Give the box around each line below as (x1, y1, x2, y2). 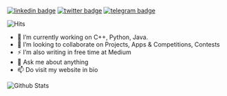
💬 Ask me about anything (17, 58, 89, 66)
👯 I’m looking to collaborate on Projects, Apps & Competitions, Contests (17, 40, 220, 48)
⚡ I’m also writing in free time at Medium (17, 48, 132, 56)
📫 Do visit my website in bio (17, 66, 98, 73)
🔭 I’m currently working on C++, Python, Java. (17, 33, 149, 41)
